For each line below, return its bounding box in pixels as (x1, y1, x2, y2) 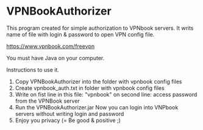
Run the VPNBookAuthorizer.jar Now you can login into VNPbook (15, 103, 179, 111)
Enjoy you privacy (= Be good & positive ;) (15, 117, 121, 124)
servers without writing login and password (15, 110, 124, 117)
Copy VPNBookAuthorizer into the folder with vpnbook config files (15, 78, 182, 85)
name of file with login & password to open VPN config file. (6, 30, 155, 38)
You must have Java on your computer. (6, 54, 105, 61)
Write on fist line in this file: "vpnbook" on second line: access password (15, 91, 198, 98)
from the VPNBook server (15, 97, 80, 104)
